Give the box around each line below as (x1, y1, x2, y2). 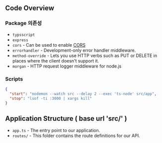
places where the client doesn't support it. (12, 58, 99, 64)
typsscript (12, 32, 35, 37)
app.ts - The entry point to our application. (12, 128, 100, 134)
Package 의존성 (5, 20, 42, 27)
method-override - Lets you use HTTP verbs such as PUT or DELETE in (12, 52, 158, 59)
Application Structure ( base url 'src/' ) (5, 114, 127, 123)
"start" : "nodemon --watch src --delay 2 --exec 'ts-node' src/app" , (9, 91, 157, 96)
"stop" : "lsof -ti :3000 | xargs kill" (9, 96, 92, 101)
